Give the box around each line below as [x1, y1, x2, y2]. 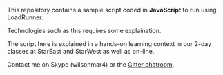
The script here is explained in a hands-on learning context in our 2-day [7, 40, 212, 47]
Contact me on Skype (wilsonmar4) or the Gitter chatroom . [7, 61, 175, 68]
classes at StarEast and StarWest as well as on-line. [7, 47, 155, 55]
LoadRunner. [7, 13, 43, 21]
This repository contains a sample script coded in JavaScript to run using [7, 6, 217, 14]
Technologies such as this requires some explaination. [7, 27, 162, 34]
